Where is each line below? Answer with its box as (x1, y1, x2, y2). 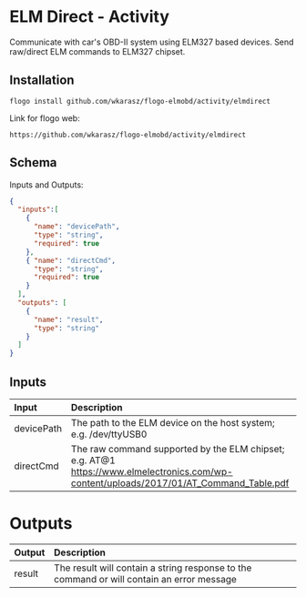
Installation (9, 73, 75, 88)
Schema (9, 155, 57, 170)
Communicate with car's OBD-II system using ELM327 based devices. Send (9, 36, 294, 47)
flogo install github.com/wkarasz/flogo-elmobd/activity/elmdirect (9, 96, 271, 106)
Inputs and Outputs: (9, 179, 84, 190)
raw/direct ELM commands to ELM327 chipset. (9, 46, 186, 56)
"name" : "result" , (33, 315, 104, 324)
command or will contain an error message (54, 572, 237, 585)
